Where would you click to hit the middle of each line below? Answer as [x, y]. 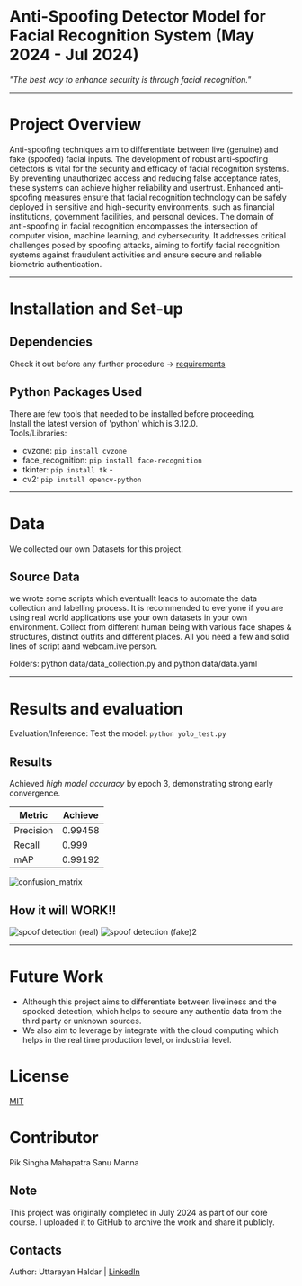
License [40, 1076]
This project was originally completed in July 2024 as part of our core [138, 1212]
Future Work [57, 977]
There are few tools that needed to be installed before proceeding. [133, 414]
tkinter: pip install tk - [68, 469]
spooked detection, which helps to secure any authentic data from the [152, 1011]
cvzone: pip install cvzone [75, 450]
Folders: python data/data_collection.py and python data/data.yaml [133, 664]
